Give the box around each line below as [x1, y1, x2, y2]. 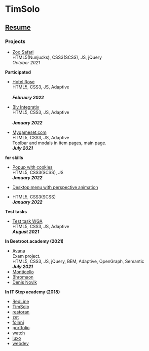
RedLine [12, 298, 30, 304]
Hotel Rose [12, 78, 35, 84]
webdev [12, 340, 29, 346]
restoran [12, 309, 30, 314]
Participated [5, 69, 31, 75]
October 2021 [12, 59, 40, 65]
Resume [5, 23, 31, 32]
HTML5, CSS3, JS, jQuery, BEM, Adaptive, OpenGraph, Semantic [12, 258, 145, 264]
